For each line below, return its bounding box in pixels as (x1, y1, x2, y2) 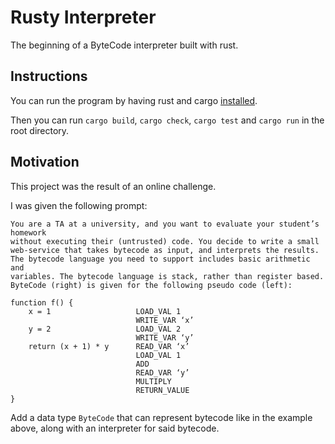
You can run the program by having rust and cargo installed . (10, 94, 258, 106)
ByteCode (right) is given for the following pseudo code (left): (10, 280, 293, 290)
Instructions (10, 68, 88, 85)
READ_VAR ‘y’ (135, 367, 190, 378)
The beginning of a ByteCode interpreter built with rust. (10, 39, 239, 51)
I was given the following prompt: (10, 199, 148, 211)
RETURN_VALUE (135, 385, 190, 395)
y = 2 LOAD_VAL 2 (28, 324, 182, 334)
